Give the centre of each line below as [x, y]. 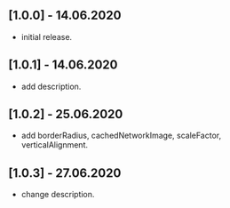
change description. [58, 195]
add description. [51, 86]
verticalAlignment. [55, 145]
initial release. [47, 36]
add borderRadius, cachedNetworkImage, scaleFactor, [121, 136]
